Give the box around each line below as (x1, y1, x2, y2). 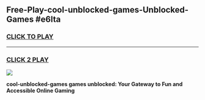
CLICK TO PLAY (6, 33, 54, 41)
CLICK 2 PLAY (6, 55, 49, 64)
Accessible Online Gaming (6, 87, 75, 94)
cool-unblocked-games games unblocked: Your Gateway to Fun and (6, 80, 183, 87)
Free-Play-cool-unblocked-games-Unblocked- (6, 5, 189, 15)
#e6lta (35, 15, 61, 25)
